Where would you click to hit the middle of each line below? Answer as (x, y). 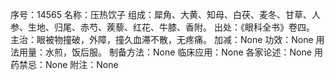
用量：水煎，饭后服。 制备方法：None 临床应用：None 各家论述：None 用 (170, 52)
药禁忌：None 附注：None (64, 64)
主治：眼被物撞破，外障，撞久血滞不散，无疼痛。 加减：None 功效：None (162, 39)
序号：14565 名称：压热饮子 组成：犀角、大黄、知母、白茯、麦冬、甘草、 (161, 14)
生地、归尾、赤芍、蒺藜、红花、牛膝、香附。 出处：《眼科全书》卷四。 (171, 27)
